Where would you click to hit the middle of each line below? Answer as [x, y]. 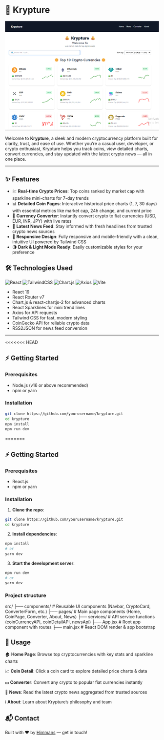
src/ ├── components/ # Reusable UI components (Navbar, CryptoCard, [78, 606]
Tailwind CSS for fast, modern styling [50, 317]
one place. [16, 159]
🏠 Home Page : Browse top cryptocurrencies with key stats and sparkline [79, 655]
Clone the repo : [28, 510]
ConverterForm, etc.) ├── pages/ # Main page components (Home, [73, 611]
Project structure [26, 595]
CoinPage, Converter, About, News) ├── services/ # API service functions [80, 616]
